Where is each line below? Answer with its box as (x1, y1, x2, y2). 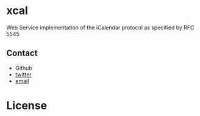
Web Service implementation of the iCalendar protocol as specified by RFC (6, 24, 195, 31)
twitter (15, 71, 32, 78)
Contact (6, 48, 38, 59)
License (6, 98, 48, 112)
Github (15, 64, 32, 71)
